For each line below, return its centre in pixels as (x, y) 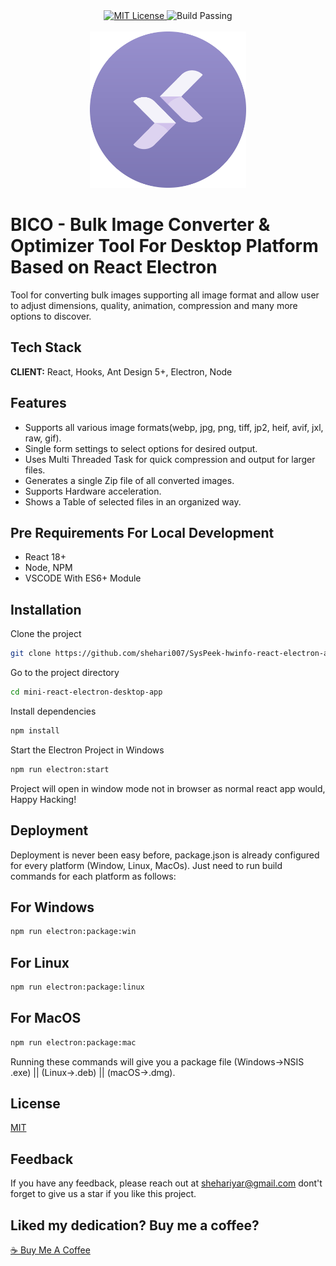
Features (38, 403)
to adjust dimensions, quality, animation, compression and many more (154, 305)
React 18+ (45, 557)
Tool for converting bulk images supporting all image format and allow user (165, 295)
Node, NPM (48, 568)
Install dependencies (53, 711)
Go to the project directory (65, 673)
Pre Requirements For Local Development (142, 532)
